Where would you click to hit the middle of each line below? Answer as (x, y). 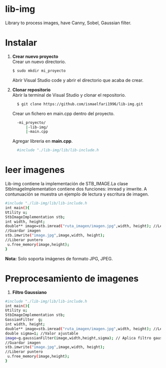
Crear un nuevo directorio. (39, 61)
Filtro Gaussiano (29, 292)
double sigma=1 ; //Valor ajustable (42, 333)
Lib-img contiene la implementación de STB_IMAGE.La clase (67, 184)
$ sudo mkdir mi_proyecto (39, 71)
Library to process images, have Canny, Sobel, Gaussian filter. (68, 23)
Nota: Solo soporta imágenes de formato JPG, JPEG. (59, 258)
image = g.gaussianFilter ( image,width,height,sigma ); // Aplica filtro (78, 338)
